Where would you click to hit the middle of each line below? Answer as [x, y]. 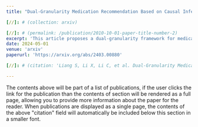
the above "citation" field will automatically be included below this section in [98, 112]
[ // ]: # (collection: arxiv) [42, 22]
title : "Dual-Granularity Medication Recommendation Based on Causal [93, 12]
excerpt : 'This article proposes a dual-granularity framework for [91, 38]
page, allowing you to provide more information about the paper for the [92, 100]
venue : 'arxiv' [25, 50]
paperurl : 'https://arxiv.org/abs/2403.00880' [64, 55]
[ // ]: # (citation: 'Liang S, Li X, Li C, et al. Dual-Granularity [91, 66]
